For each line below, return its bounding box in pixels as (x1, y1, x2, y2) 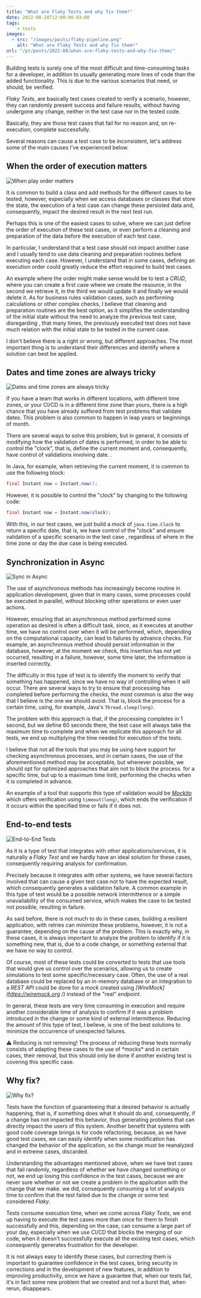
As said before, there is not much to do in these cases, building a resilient (6, 915, 188, 922)
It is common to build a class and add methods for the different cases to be (6, 188, 192, 196)
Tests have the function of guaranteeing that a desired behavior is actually (6, 1103, 190, 1110)
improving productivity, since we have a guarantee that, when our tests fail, (6, 1272, 192, 1279)
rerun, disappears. (6, 1285, 52, 1292)
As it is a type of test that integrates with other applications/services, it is (6, 847, 187, 854)
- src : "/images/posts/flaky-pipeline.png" (11, 37, 122, 43)
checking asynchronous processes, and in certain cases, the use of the (6, 752, 183, 759)
